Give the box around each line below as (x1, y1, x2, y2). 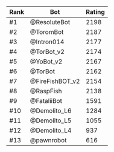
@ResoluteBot (30, 18, 71, 26)
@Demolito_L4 (30, 127, 72, 134)
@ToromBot (30, 28, 64, 36)
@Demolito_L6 (30, 107, 72, 114)
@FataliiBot (30, 97, 62, 105)
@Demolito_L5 (30, 116, 72, 125)
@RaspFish (30, 87, 62, 95)
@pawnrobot (30, 136, 67, 144)
